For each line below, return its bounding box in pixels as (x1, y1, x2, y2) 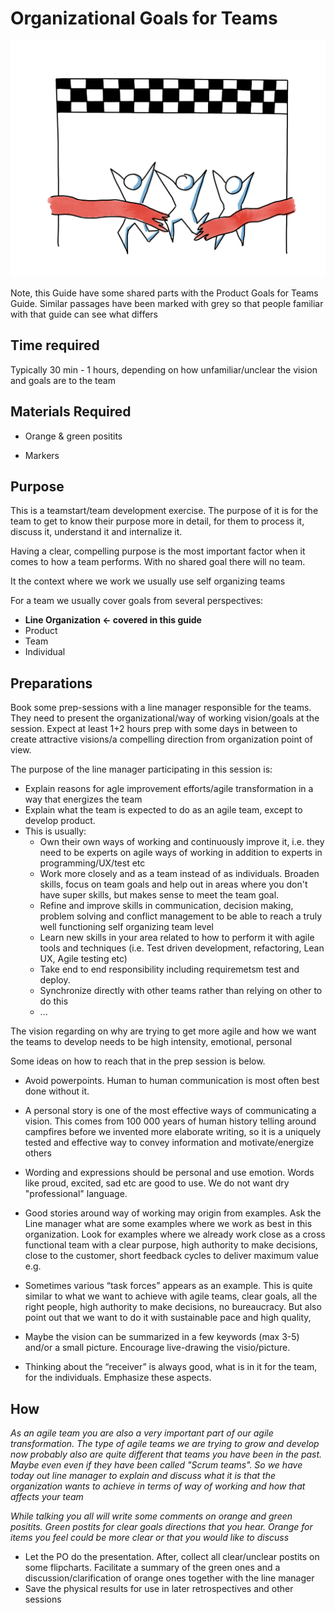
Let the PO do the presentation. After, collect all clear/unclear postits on (24, 1551, 320, 1562)
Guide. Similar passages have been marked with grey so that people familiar (10, 297, 324, 309)
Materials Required (10, 403, 132, 421)
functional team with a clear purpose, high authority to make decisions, (24, 1239, 318, 1251)
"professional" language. (24, 1188, 128, 1200)
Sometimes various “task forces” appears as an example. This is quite (24, 1280, 313, 1292)
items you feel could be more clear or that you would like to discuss (10, 1532, 290, 1543)
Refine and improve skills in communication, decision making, (39, 900, 294, 912)
